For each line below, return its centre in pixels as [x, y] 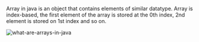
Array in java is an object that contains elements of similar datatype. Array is [99, 9]
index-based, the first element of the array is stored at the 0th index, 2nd [96, 15]
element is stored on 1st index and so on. [56, 21]
